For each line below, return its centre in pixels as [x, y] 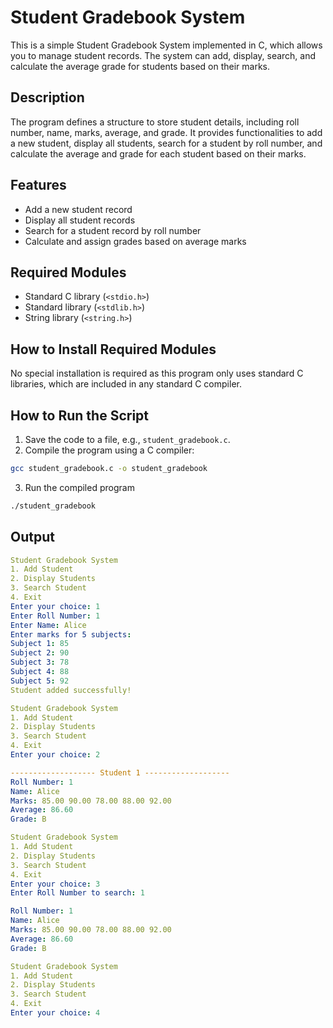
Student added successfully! [71, 690]
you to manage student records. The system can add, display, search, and [163, 55]
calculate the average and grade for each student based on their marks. [158, 153]
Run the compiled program [79, 487]
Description [47, 97]
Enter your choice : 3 [55, 884]
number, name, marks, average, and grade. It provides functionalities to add [166, 132]
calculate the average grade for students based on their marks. [140, 66]
